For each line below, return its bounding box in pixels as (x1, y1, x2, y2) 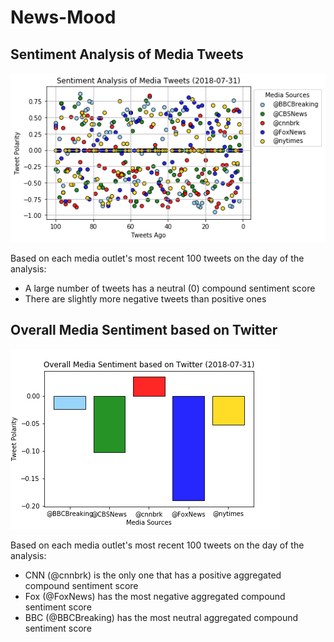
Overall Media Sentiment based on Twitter (10, 322, 278, 339)
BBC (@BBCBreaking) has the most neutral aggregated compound (24, 611, 299, 623)
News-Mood (10, 6, 117, 29)
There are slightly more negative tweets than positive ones (24, 293, 267, 305)
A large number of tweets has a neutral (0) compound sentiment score (24, 282, 316, 294)
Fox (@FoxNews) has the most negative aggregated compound (24, 590, 286, 602)
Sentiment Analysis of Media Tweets (10, 46, 244, 63)
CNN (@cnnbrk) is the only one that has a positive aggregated (24, 569, 282, 581)
